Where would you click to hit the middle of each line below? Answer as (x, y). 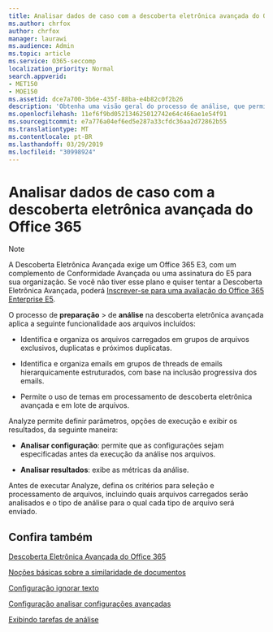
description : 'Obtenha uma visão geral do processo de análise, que (127, 106)
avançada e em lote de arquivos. (75, 405)
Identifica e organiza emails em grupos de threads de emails (121, 364)
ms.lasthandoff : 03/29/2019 (56, 144)
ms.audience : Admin (41, 46)
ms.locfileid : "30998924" (52, 152)
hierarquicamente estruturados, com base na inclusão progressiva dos (139, 372)
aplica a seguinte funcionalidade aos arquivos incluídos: (102, 324)
